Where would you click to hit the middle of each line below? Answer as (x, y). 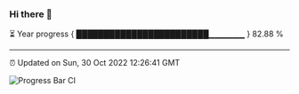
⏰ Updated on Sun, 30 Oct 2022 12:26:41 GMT (95, 63)
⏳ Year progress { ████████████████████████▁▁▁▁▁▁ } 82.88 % (146, 34)
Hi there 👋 (31, 14)
